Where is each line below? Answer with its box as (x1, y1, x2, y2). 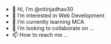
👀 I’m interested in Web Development (12, 12, 105, 19)
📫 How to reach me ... (12, 32, 69, 38)
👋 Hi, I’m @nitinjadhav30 (12, 6, 74, 12)
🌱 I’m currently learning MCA (12, 18, 85, 25)
